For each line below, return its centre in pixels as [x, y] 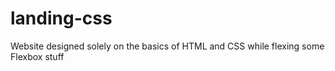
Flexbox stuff [37, 56]
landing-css [61, 18]
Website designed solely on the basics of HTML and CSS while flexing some [167, 46]
